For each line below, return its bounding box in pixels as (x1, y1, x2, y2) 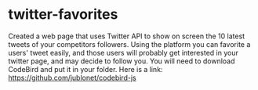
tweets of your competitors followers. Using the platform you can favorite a (8, 39, 251, 49)
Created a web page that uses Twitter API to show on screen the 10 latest (8, 31, 245, 41)
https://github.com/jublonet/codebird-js (8, 73, 136, 82)
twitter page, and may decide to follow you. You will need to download (8, 56, 235, 66)
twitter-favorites (8, 5, 118, 23)
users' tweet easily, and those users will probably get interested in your (8, 48, 239, 57)
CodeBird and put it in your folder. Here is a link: (8, 64, 163, 74)
